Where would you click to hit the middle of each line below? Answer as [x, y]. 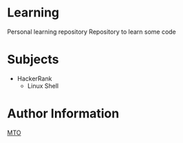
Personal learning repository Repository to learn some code [92, 32]
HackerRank [34, 78]
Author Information [63, 114]
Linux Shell [43, 86]
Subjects [33, 59]
